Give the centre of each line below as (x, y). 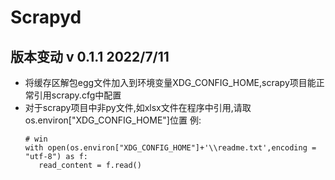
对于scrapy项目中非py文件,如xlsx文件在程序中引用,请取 (138, 107)
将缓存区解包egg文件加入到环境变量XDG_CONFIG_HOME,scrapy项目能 (170, 82)
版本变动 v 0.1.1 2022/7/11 (90, 56)
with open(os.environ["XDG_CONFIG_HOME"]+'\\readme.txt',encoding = (170, 148)
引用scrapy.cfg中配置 (77, 95)
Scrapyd (46, 17)
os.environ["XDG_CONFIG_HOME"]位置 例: (113, 120)
